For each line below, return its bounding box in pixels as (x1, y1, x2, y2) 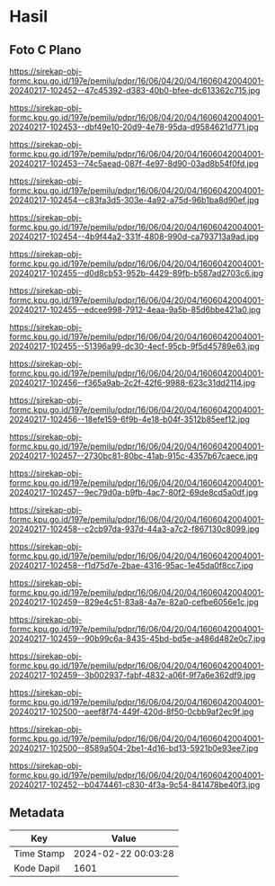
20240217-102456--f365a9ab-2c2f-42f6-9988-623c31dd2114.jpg (9, 378, 256, 388)
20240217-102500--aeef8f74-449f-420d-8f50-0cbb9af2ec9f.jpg (9, 706, 254, 717)
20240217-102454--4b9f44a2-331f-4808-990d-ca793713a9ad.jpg (9, 231, 259, 242)
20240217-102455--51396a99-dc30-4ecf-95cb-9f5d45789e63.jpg (9, 341, 261, 352)
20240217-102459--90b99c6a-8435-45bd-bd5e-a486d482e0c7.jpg (9, 633, 266, 644)
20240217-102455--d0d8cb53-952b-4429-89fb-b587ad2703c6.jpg (9, 268, 263, 278)
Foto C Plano (9, 42, 82, 58)
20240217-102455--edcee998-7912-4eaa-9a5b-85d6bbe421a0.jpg (9, 304, 261, 315)
